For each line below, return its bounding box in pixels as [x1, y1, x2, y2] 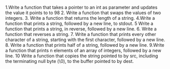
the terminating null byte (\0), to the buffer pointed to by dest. [5, 58, 134, 64]
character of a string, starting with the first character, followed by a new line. [5, 37, 165, 43]
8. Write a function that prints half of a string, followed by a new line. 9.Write [5, 42, 164, 48]
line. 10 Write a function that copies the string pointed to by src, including [5, 53, 158, 59]
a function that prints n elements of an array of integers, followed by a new [5, 48, 161, 53]
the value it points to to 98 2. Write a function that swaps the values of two [5, 10, 161, 16]
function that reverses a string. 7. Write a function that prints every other [5, 31, 156, 37]
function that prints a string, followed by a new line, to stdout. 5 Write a [5, 20, 154, 26]
